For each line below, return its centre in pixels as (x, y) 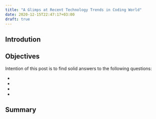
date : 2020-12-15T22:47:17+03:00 (40, 14)
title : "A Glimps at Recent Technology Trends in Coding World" (73, 10)
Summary (21, 110)
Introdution (23, 39)
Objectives (22, 56)
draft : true (17, 19)
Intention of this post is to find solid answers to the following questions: (78, 68)
